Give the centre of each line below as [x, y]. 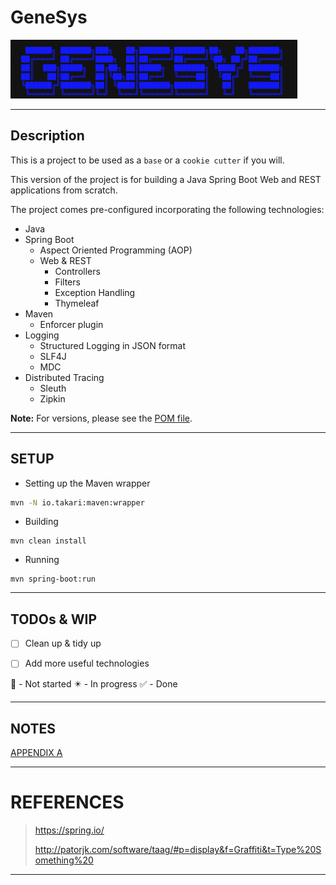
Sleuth [53, 388]
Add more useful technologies [87, 663]
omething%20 [64, 860]
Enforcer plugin [71, 324]
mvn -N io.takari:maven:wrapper [77, 502]
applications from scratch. [64, 190]
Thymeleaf [77, 303]
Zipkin [52, 398]
